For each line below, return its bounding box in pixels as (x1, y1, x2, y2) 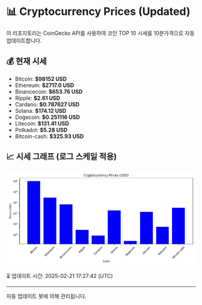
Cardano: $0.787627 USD (14, 100, 80, 108)
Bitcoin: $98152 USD (14, 75, 67, 82)
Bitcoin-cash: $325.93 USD (14, 133, 84, 140)
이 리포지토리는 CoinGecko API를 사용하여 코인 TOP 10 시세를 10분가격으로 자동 (6, 29, 195, 37)
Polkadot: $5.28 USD (14, 126, 68, 133)
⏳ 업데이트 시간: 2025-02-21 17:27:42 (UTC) (6, 272, 113, 279)
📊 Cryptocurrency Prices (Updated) (6, 5, 191, 19)
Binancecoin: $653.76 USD (14, 88, 83, 95)
